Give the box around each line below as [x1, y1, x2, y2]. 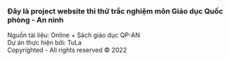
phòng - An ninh [7, 15, 64, 25]
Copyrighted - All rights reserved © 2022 [7, 46, 127, 55]
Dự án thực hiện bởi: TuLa [7, 39, 82, 47]
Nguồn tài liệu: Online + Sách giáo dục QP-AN [7, 31, 141, 39]
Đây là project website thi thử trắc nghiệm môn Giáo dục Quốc [7, 6, 224, 16]
